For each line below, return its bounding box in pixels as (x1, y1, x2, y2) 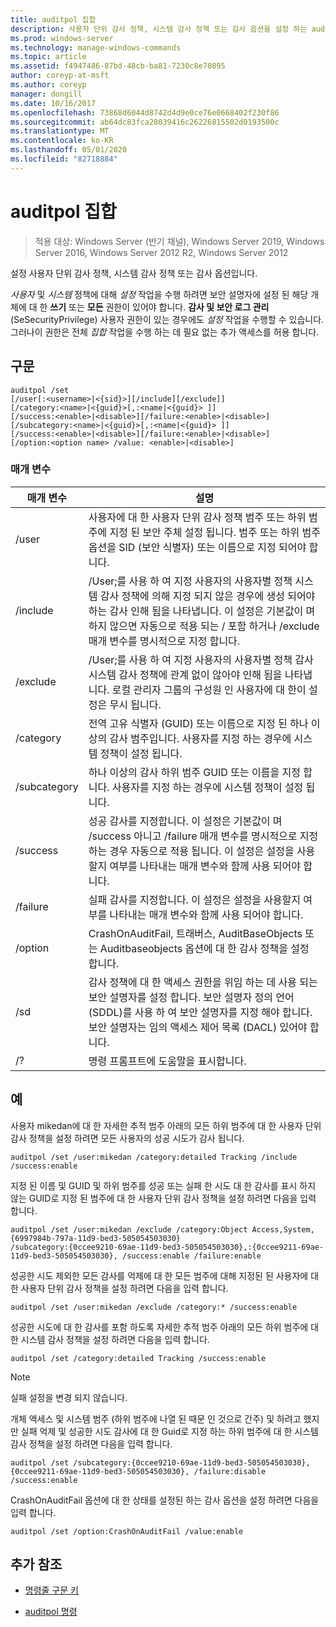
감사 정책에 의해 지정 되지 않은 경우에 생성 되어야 (99, 589, 316, 603)
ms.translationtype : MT (10, 126, 110, 136)
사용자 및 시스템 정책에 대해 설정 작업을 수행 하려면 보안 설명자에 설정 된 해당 (10, 288, 309, 300)
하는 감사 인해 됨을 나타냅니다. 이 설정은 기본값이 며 (88, 604, 316, 618)
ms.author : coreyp (10, 80, 87, 90)
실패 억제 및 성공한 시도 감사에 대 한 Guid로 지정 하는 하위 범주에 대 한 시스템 (20, 1425, 319, 1437)
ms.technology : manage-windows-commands (10, 42, 182, 53)
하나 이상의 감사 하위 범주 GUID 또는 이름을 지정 (88, 765, 301, 779)
